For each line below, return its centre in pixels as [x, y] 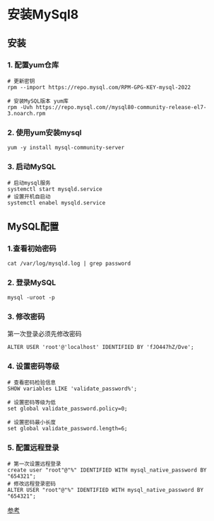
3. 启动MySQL [32, 167]
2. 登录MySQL [32, 282]
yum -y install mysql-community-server [66, 148]
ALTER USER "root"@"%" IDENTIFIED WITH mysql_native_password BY [105, 490]
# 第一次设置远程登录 [34, 464]
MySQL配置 [33, 226]
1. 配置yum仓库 [33, 64]
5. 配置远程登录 [33, 447]
